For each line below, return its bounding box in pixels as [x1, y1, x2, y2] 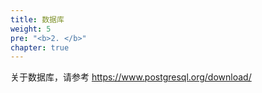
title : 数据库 [10, 14, 65, 25]
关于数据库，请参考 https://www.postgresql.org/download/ [10, 71, 252, 83]
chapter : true [10, 42, 70, 53]
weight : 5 [10, 24, 52, 34]
